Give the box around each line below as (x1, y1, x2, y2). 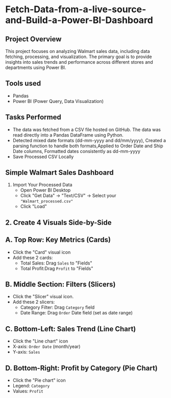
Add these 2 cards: (12, 254, 53, 260)
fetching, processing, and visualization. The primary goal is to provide (5, 54, 152, 60)
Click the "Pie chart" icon (12, 377, 66, 383)
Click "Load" (20, 203, 47, 209)
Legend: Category (12, 383, 50, 389)
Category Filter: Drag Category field (20, 304, 95, 310)
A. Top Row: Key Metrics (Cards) (5, 235, 111, 244)
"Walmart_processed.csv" (20, 199, 74, 204)
